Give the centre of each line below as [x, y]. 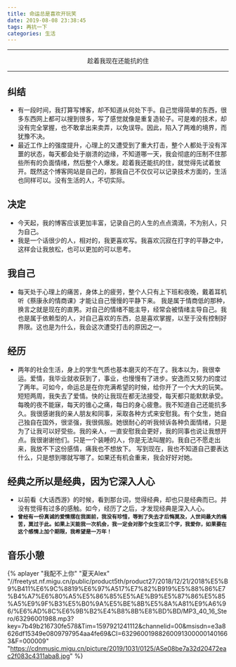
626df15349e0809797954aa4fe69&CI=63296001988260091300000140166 [118, 634]
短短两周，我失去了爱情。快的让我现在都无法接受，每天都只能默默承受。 [122, 396]
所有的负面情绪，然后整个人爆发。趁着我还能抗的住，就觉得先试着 [119, 163]
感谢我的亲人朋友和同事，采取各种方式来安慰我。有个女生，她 [131, 413]
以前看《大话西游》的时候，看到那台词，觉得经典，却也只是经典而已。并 [122, 500]
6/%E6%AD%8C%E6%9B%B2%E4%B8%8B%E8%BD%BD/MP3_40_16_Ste [117, 611]
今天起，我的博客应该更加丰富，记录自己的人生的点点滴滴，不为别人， [119, 223]
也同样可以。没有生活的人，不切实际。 [73, 181]
